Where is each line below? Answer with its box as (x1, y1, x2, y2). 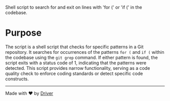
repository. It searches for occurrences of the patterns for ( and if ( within (5, 49, 164, 55)
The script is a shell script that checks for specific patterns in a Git (5, 44, 144, 50)
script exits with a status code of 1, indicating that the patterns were (5, 60, 147, 66)
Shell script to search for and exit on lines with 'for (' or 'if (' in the (5, 5, 143, 10)
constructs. (5, 75, 29, 82)
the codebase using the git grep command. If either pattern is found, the (5, 54, 158, 60)
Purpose (5, 27, 42, 39)
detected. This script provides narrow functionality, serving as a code (5, 65, 150, 71)
